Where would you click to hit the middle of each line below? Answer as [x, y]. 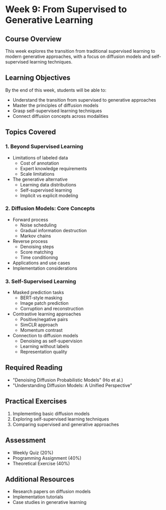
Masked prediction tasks [38, 293]
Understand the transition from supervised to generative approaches [84, 100]
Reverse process [30, 241]
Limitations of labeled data [40, 157]
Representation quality [44, 352]
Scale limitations [37, 174]
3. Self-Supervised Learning [41, 281]
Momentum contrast [41, 330]
